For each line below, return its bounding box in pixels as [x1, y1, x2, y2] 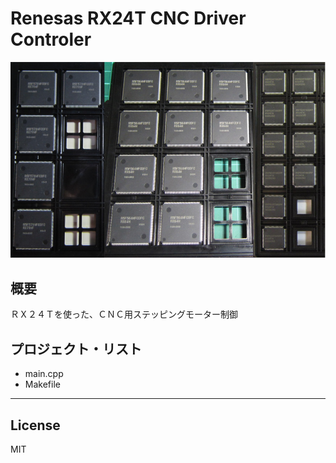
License [10, 417, 61, 434]
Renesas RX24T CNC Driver [10, 7, 247, 30]
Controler [10, 28, 92, 51]
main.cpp [24, 368, 64, 380]
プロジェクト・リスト [10, 340, 142, 357]
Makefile [24, 378, 61, 391]
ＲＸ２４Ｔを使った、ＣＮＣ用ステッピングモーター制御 [10, 308, 238, 321]
